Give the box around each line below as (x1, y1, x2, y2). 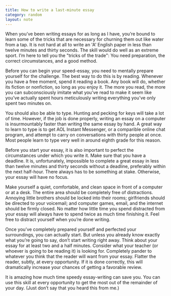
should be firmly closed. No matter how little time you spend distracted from (5, 206, 165, 212)
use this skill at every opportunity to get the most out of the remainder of (5, 280, 158, 286)
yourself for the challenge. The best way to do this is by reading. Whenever (5, 73, 163, 79)
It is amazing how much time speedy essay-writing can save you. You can (5, 274, 160, 280)
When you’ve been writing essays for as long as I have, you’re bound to (5, 31, 155, 37)
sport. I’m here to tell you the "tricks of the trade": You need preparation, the (5, 52, 165, 59)
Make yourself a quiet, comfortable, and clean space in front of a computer (5, 184, 163, 190)
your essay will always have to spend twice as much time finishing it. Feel (5, 211, 159, 217)
